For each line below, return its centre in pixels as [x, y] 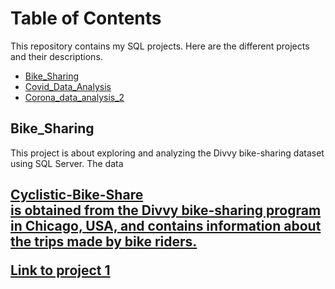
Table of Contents [86, 18]
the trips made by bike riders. [104, 242]
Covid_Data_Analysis [68, 86]
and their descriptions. [56, 56]
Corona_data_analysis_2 [74, 97]
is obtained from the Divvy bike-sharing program [166, 210]
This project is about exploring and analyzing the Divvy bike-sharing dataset [167, 153]
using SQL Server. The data [67, 163]
